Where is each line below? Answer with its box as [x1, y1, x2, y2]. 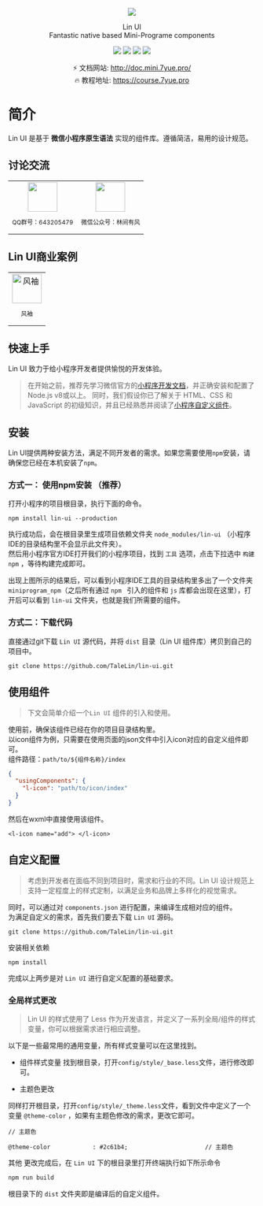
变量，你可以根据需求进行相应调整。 [27, 1024, 145, 1033]
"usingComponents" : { [15, 777, 86, 785]
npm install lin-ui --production [8, 514, 118, 523]
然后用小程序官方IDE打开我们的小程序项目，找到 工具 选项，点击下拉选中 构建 [8, 549, 255, 558]
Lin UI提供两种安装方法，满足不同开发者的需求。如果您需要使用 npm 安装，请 [8, 448, 251, 458]
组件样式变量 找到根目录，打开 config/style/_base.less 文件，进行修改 [19, 1058, 247, 1067]
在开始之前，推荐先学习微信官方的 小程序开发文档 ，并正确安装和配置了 [27, 380, 255, 390]
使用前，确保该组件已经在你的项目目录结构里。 [8, 725, 159, 734]
